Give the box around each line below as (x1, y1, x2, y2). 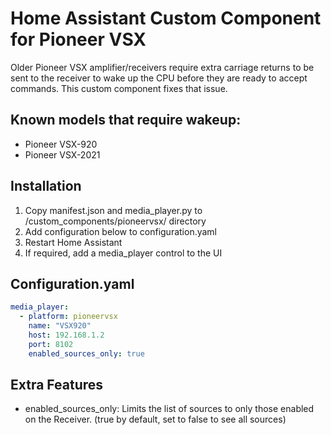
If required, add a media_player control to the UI (24, 247, 223, 259)
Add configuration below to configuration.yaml (24, 225, 217, 237)
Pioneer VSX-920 (24, 138, 98, 150)
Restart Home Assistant (24, 236, 123, 248)
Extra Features (10, 377, 104, 394)
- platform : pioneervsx (19, 312, 118, 322)
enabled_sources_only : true (28, 348, 145, 359)
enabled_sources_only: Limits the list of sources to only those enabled (24, 403, 315, 415)
